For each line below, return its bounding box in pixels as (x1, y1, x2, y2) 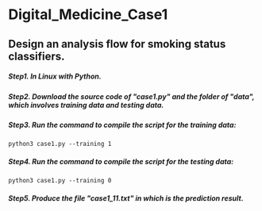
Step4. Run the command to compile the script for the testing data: (8, 156, 234, 166)
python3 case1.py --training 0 (8, 177, 112, 185)
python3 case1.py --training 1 (8, 140, 112, 148)
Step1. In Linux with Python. (8, 71, 102, 81)
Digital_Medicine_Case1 (8, 6, 168, 24)
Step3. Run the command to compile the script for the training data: (8, 120, 237, 129)
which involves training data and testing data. (8, 100, 164, 109)
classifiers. (8, 49, 65, 63)
